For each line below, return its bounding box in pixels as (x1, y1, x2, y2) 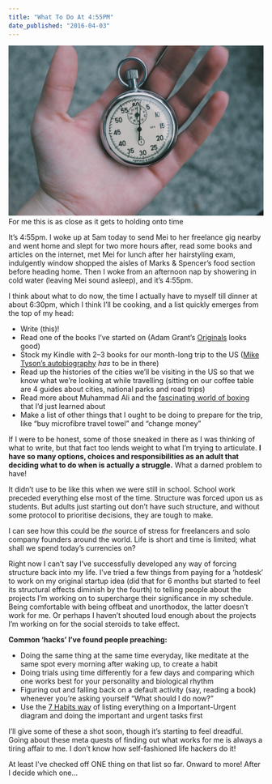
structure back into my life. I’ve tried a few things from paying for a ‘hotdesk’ (8, 567, 263, 577)
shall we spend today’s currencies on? (8, 543, 136, 552)
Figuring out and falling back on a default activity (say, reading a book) (19, 684, 257, 694)
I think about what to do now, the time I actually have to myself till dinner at (8, 291, 257, 300)
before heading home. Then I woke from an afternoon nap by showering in (8, 266, 257, 276)
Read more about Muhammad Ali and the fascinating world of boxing (19, 393, 250, 403)
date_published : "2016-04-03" (8, 21, 111, 30)
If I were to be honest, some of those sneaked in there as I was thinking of (8, 434, 256, 444)
